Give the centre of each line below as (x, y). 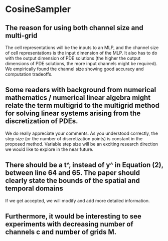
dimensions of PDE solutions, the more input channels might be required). (81, 63)
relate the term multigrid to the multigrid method (82, 105)
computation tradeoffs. (29, 74)
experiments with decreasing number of (69, 224)
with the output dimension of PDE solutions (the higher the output (73, 58)
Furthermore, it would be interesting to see (73, 216)
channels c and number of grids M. (61, 232)
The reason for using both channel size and (74, 28)
